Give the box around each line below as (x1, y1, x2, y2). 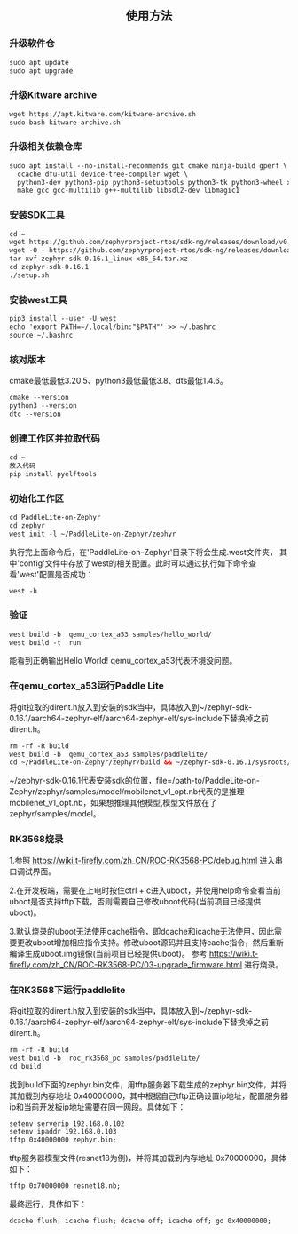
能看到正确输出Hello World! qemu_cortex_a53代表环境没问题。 (9, 656, 238, 666)
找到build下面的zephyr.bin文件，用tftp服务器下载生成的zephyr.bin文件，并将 (9, 1079, 287, 1090)
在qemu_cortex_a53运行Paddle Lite (9, 680, 164, 692)
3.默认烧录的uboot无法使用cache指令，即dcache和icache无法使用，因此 (9, 926, 275, 936)
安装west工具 (9, 293, 68, 306)
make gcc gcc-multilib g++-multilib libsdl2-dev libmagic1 (17, 186, 240, 195)
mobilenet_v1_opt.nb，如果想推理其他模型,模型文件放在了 (9, 798, 217, 808)
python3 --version (9, 401, 77, 410)
